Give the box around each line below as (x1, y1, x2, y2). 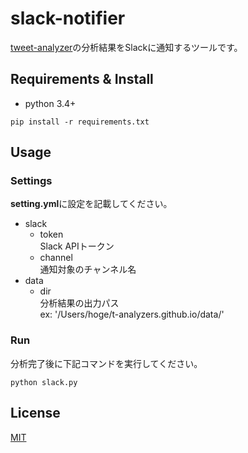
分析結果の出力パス (39, 297, 120, 309)
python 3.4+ (24, 97, 77, 109)
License (10, 405, 61, 422)
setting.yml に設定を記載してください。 (10, 198, 173, 210)
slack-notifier (10, 7, 126, 30)
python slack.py (10, 377, 78, 387)
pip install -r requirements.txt (10, 117, 150, 127)
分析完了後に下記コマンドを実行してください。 (10, 357, 203, 369)
